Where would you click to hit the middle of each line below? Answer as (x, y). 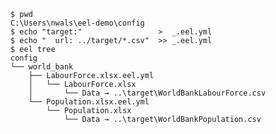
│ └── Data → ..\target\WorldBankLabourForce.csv (147, 93)
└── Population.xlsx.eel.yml (89, 102)
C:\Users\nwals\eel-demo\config (77, 23)
